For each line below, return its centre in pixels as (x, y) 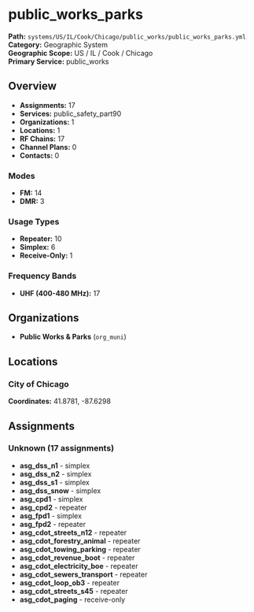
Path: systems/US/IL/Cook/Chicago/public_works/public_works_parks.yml (127, 36)
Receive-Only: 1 (46, 256)
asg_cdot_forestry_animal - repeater (80, 540)
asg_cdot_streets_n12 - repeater (73, 532)
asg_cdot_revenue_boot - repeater (77, 558)
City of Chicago (39, 384)
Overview (33, 86)
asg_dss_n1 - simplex (55, 465)
